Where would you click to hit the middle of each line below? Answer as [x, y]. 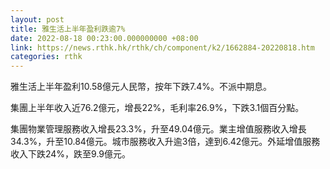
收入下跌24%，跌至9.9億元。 [71, 154]
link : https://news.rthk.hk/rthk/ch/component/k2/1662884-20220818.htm [162, 47]
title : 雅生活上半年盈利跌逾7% [68, 29]
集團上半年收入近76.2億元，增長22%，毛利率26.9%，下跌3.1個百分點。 [157, 108]
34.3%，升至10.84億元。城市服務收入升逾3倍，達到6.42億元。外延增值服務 [165, 142]
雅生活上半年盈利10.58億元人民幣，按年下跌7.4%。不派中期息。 [141, 87]
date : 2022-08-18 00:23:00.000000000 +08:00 [104, 38]
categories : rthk [46, 57]
